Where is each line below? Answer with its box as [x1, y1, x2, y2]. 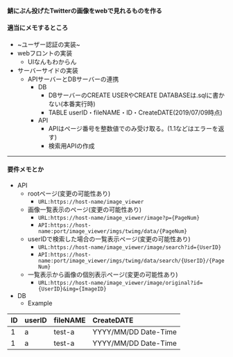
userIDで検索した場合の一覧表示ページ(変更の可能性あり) [27, 235, 191, 243]
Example [27, 299, 53, 307]
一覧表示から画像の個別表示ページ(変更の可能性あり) [27, 270, 178, 279]
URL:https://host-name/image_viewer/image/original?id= [37, 279, 203, 286]
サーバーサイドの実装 [17, 66, 78, 74]
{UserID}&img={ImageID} [37, 286, 107, 293]
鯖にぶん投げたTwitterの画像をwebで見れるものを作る [7, 6, 163, 15]
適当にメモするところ [7, 24, 68, 32]
